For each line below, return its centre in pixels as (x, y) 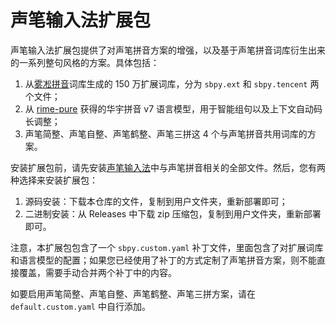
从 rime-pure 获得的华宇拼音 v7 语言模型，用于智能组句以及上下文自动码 (173, 108)
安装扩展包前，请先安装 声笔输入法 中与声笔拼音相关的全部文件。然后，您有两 (168, 167)
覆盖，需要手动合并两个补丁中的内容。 (97, 272)
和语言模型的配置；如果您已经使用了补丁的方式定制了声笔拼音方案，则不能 (163, 260)
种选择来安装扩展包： (54, 180)
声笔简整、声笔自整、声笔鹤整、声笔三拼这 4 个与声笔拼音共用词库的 (166, 133)
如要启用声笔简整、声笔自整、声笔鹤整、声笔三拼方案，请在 (133, 293)
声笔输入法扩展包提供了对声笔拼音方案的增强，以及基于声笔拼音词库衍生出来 (168, 50)
